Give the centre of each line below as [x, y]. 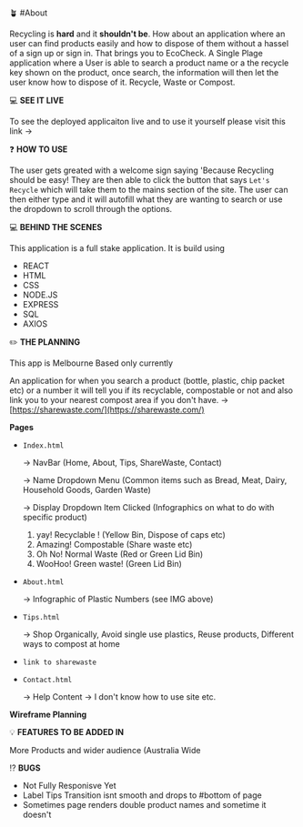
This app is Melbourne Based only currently [91, 363]
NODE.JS [40, 295]
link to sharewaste [60, 662]
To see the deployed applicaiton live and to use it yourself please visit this [148, 121]
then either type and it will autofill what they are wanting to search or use [146, 199]
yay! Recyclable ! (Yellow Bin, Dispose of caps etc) [131, 535]
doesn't [37, 814]
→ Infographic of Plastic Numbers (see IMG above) [118, 599]
